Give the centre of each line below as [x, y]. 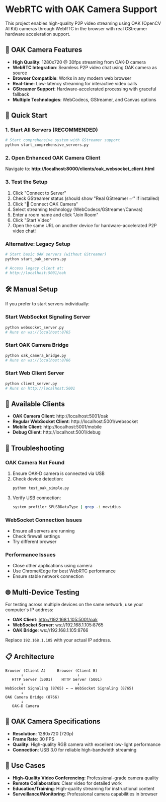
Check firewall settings [36, 537]
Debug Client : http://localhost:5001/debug [56, 432]
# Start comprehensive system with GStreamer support [63, 140]
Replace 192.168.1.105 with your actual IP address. [58, 640]
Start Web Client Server [35, 373]
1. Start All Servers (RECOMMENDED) [52, 130]
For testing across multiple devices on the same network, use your [74, 605]
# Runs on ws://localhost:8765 [38, 332]
